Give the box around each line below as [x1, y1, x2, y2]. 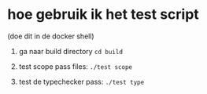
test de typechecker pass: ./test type [18, 77, 145, 86]
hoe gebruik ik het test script [7, 5, 200, 23]
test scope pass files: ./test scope [18, 61, 133, 71]
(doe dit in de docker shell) [7, 31, 95, 41]
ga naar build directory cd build [18, 46, 124, 56]
